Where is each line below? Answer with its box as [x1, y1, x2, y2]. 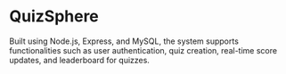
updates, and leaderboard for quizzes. [9, 54, 150, 65]
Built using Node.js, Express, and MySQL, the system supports [9, 36, 239, 46]
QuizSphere [9, 6, 100, 27]
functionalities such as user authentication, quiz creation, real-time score [9, 45, 278, 55]
